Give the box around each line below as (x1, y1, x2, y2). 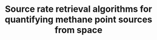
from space (54, 25, 103, 36)
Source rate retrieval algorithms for (4, 3, 153, 15)
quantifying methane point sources (4, 14, 153, 25)
